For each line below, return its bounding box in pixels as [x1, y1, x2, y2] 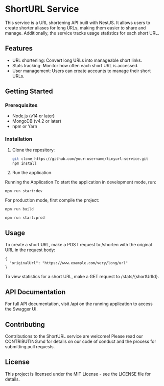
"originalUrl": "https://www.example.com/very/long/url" [9, 261, 128, 266]
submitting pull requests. [5, 343, 55, 349]
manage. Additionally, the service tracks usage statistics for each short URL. [5, 30, 159, 36]
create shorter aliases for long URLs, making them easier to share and [5, 25, 146, 30]
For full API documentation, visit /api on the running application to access [5, 301, 153, 307]
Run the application [12, 170, 51, 176]
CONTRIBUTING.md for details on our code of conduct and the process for [5, 338, 157, 344]
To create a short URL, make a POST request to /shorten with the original [5, 242, 152, 248]
